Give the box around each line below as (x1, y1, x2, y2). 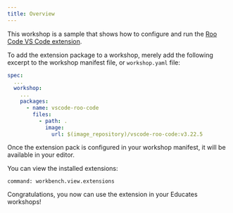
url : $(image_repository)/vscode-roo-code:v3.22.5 (51, 131, 203, 138)
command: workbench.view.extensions (7, 178, 115, 185)
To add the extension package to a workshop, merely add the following (7, 51, 213, 59)
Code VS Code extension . (7, 37, 82, 46)
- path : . (38, 117, 68, 124)
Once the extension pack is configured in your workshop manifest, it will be (7, 143, 227, 152)
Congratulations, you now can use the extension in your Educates (7, 191, 199, 199)
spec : (7, 72, 23, 79)
